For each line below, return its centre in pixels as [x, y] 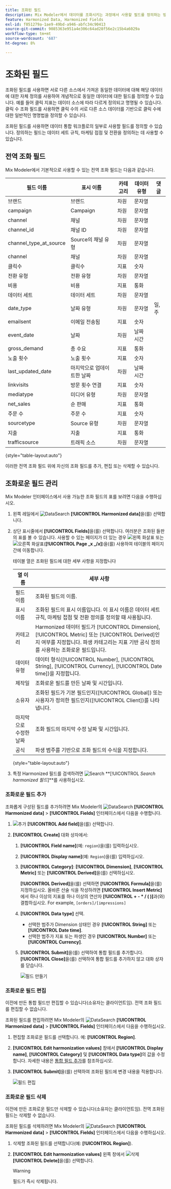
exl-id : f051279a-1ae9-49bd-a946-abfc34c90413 [55, 24]
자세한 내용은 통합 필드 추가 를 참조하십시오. [70, 1060]
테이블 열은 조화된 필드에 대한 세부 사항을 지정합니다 [64, 561]
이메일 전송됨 [85, 322]
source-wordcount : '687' [32, 39]
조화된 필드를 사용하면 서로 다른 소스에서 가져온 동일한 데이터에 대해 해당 [77, 89]
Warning [21, 1171]
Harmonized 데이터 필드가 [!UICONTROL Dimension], [98, 627]
